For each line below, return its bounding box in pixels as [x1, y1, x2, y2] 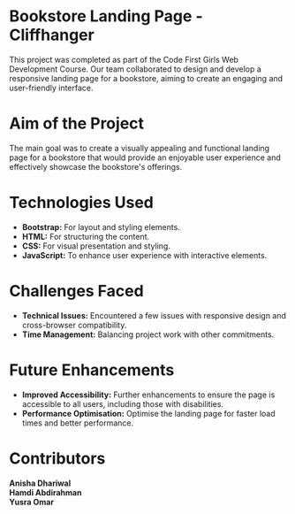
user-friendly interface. [9, 82, 95, 93]
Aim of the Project [9, 113, 144, 134]
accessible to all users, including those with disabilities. [21, 398, 223, 409]
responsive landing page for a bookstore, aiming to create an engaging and [9, 73, 284, 83]
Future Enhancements [9, 360, 175, 380]
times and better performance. [21, 418, 134, 428]
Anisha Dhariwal [9, 478, 72, 488]
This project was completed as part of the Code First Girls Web [9, 54, 238, 65]
